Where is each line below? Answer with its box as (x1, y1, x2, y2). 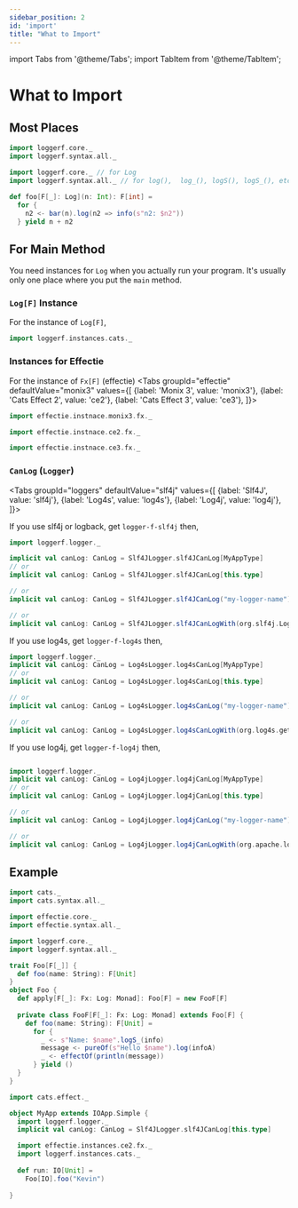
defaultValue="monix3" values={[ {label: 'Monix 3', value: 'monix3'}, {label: (9, 385, 284, 395)
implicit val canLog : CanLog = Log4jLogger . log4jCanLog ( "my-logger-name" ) (9, 815, 292, 824)
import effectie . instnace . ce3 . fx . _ (9, 443, 141, 453)
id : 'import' (9, 21, 58, 30)
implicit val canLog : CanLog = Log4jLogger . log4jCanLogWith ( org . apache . (9, 840, 284, 849)
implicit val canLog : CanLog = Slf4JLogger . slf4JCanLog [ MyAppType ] (9, 554, 264, 563)
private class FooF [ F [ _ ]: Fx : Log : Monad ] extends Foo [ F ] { (17, 1010, 244, 1020)
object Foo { (9, 986, 58, 995)
